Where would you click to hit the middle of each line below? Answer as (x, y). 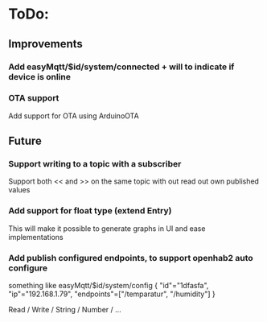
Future (25, 141)
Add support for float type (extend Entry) (90, 211)
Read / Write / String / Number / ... (65, 310)
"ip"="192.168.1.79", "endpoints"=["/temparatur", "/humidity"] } (112, 294)
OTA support (34, 98)
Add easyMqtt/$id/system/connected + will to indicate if (121, 67)
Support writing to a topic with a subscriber (95, 164)
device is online (39, 76)
